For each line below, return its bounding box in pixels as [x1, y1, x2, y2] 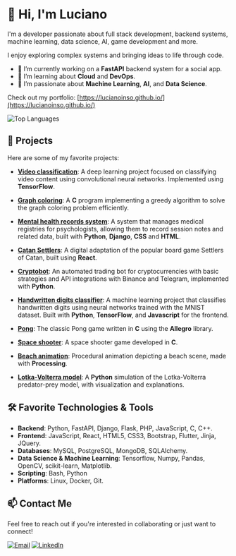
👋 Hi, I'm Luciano [7, 6, 108, 23]
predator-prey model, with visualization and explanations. [17, 380, 185, 389]
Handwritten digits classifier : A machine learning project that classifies [17, 296, 227, 304]
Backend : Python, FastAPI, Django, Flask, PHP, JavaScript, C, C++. [17, 423, 213, 433]
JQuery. [17, 439, 41, 447]
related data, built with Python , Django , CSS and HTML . [17, 232, 181, 241]
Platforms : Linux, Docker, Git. [17, 476, 104, 485]
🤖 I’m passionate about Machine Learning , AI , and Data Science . [17, 79, 208, 87]
